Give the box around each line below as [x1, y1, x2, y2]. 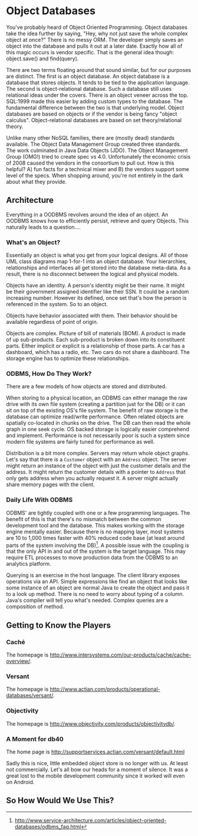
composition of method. [6, 603, 64, 610]
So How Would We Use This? [6, 795, 114, 806]
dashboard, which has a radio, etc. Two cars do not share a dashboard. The [6, 349, 190, 356]
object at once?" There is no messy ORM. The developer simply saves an [6, 36, 184, 43]
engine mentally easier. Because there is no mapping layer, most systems [6, 528, 184, 535]
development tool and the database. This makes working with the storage [6, 522, 184, 529]
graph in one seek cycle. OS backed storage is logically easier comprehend [6, 426, 190, 433]
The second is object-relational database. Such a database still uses [6, 85, 172, 92]
